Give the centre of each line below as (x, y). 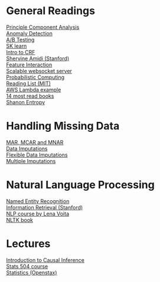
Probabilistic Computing (35, 77)
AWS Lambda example (34, 89)
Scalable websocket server (39, 71)
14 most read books (30, 96)
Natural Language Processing (80, 185)
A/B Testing (20, 39)
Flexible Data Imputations (37, 155)
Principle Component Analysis (43, 27)
